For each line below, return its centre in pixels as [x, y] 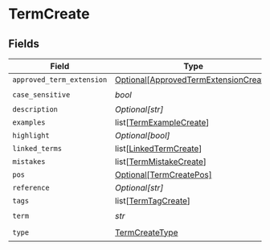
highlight [31, 135]
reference [31, 188]
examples [29, 123]
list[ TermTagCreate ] [153, 201]
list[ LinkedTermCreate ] [159, 148]
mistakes [29, 162]
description [35, 109]
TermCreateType [147, 232]
